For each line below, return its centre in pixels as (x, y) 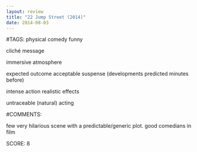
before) (15, 80)
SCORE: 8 (18, 144)
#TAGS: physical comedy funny (44, 40)
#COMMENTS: (24, 114)
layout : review (25, 12)
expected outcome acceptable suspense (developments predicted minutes (97, 74)
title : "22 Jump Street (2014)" (46, 17)
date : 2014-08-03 (28, 22)
